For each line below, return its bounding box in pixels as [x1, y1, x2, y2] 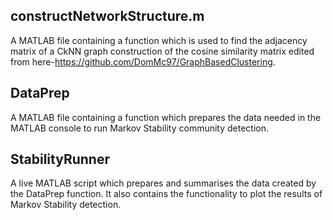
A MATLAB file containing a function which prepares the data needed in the [10, 111, 322, 123]
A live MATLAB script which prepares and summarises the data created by [10, 177, 317, 189]
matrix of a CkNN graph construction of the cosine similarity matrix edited [10, 45, 315, 57]
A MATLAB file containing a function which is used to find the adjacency [10, 34, 308, 46]
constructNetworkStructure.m [10, 8, 205, 25]
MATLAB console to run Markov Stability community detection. [10, 122, 270, 134]
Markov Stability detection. [10, 199, 122, 211]
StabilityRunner [10, 151, 110, 168]
